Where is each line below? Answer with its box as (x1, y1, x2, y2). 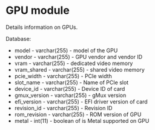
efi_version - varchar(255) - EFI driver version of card (14, 97, 148, 105)
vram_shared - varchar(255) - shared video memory (14, 66, 145, 73)
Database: (5, 35, 31, 42)
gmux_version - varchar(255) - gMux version (14, 91, 127, 99)
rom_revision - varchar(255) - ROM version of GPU (14, 111, 142, 118)
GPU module (5, 4, 70, 17)
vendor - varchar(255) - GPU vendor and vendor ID (14, 53, 143, 60)
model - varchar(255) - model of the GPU (14, 46, 118, 54)
